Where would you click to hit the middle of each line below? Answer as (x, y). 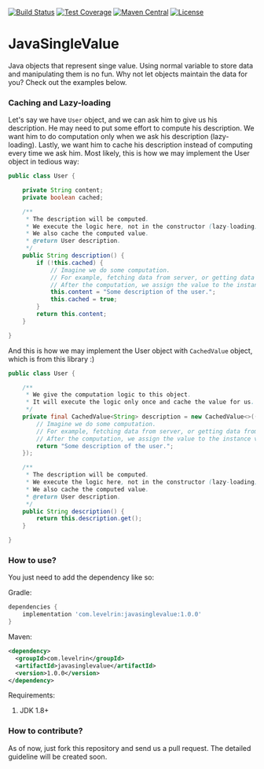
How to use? (32, 561)
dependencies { (33, 607)
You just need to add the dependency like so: (81, 577)
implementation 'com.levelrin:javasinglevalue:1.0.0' (112, 614)
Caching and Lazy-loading (60, 102)
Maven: (20, 637)
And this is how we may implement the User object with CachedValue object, (130, 351)
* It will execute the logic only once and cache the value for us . (140, 402)
